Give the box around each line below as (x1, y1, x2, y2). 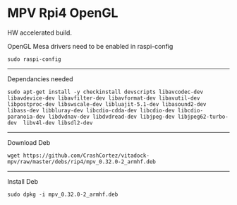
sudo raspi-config (7, 55, 61, 63)
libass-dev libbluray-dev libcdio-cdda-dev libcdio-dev (7, 107, 175, 114)
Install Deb (7, 177, 39, 185)
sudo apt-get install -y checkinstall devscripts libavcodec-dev (7, 88, 203, 95)
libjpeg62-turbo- (177, 113, 229, 120)
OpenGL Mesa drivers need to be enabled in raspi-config (7, 42, 174, 50)
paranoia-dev (7, 113, 46, 120)
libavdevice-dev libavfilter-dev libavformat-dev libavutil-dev (7, 94, 200, 102)
